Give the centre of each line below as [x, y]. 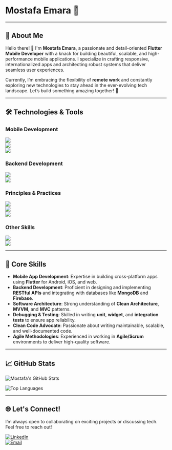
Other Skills [20, 227]
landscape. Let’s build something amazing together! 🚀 [62, 90]
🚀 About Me [24, 36]
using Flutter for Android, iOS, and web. [55, 282]
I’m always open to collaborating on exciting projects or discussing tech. [81, 421]
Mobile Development [32, 129]
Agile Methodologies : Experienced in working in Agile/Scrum [78, 336]
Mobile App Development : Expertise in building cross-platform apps [85, 277]
